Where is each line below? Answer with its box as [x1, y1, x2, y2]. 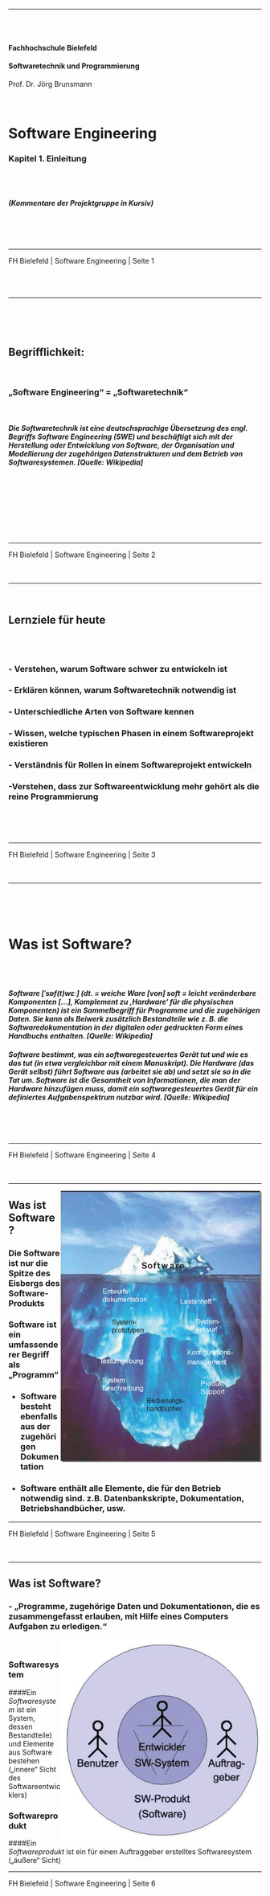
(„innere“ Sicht [8, 1764, 56, 1774]
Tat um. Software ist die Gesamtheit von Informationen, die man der [8, 1075, 241, 1085]
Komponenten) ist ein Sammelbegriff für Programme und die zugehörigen [8, 1005, 260, 1015]
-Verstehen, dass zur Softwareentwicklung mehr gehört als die [8, 781, 260, 792]
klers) [8, 1790, 28, 1800]
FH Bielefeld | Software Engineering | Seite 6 [8, 1878, 156, 1888]
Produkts [8, 1297, 45, 1308]
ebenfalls [19, 1411, 58, 1423]
